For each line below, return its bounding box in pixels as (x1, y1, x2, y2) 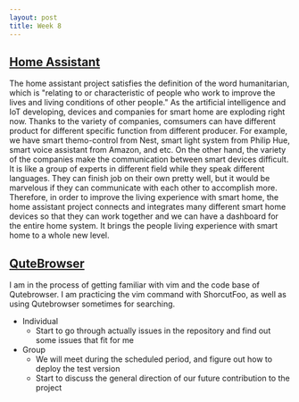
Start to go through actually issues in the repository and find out (35, 325, 271, 336)
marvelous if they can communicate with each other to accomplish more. (9, 182, 278, 193)
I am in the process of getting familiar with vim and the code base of (9, 280, 261, 290)
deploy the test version (35, 364, 120, 374)
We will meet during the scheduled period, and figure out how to (35, 354, 273, 364)
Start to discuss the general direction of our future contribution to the (35, 373, 290, 384)
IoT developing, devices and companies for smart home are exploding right (9, 106, 286, 117)
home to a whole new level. (9, 230, 110, 241)
